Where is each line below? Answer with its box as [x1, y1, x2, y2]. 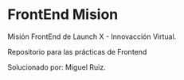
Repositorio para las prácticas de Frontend [7, 47, 147, 56]
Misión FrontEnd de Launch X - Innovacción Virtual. [7, 32, 177, 41]
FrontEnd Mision [7, 6, 119, 24]
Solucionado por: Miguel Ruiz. [7, 62, 106, 72]
